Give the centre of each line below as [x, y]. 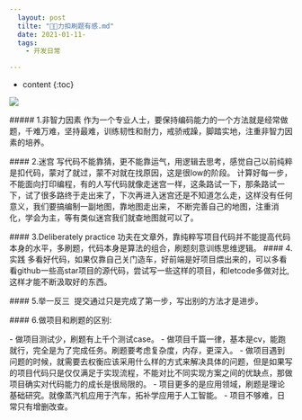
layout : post [42, 18]
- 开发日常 [43, 51]
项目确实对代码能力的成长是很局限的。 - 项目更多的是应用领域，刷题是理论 [147, 384]
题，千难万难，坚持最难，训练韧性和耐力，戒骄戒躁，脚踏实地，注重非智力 [147, 131]
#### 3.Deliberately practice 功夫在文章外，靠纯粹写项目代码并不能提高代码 [150, 237]
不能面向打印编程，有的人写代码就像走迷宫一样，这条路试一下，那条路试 [143, 184]
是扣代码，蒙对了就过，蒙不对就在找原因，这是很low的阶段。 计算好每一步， [151, 173]
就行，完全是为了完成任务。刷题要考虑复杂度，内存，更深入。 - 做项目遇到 [147, 351]
